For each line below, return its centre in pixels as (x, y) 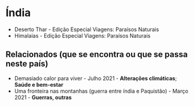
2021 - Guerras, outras (43, 97)
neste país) (27, 64)
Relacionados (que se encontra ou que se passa (97, 55)
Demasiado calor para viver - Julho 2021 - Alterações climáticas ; (96, 78)
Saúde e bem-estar (39, 84)
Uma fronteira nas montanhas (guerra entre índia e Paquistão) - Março (101, 91)
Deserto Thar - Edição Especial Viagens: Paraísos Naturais (87, 29)
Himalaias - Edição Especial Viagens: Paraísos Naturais (82, 35)
